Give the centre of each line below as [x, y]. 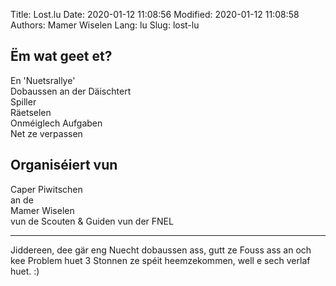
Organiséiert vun [64, 165]
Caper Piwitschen [46, 189]
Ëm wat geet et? [61, 56]
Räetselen [31, 112]
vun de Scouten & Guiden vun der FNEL [92, 221]
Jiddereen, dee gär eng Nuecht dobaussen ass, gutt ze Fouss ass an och [161, 250]
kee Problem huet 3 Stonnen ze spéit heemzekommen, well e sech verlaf [160, 260]
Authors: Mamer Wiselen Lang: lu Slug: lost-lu [105, 25]
